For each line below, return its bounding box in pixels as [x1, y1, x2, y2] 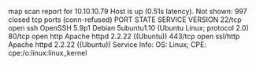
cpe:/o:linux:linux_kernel [8, 49, 87, 57]
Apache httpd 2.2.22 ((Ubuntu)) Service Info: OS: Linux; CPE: [8, 40, 207, 49]
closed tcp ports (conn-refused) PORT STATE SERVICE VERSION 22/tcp [8, 15, 242, 24]
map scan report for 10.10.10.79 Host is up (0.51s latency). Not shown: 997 [8, 7, 247, 16]
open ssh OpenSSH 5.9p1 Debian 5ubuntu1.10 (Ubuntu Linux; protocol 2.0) [8, 23, 250, 32]
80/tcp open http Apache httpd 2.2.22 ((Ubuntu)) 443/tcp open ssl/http [8, 31, 240, 41]
